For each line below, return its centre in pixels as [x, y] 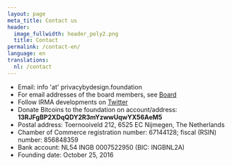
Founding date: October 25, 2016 [65, 155]
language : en [27, 54]
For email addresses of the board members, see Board [97, 94]
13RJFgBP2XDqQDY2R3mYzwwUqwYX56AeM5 [90, 117]
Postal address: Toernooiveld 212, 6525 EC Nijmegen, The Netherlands [121, 124]
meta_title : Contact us [42, 21]
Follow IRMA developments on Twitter [73, 102]
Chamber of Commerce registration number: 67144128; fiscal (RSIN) [117, 132]
